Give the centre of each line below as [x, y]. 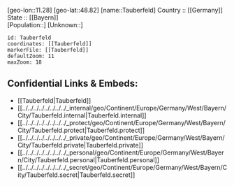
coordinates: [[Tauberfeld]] [50, 44]
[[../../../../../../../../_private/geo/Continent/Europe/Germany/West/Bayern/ [121, 137]
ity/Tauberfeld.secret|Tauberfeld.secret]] [76, 175]
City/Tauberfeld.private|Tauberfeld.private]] [80, 145]
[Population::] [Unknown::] [45, 25]
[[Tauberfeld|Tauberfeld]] [54, 100]
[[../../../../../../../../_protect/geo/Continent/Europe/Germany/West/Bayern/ [121, 122]
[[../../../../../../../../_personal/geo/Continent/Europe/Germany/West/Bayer [121, 152]
